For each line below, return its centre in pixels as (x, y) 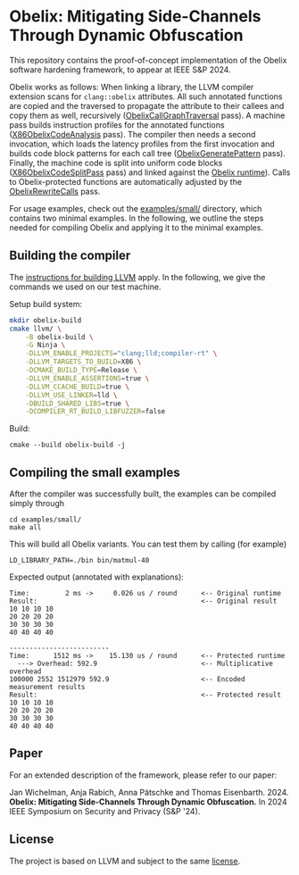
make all (25, 528)
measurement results (48, 687)
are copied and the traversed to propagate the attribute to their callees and (147, 105)
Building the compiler (70, 256)
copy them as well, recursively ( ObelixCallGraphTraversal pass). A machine (147, 115)
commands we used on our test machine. (85, 287)
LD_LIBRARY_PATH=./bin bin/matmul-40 (79, 561)
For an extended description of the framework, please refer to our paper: (143, 775)
